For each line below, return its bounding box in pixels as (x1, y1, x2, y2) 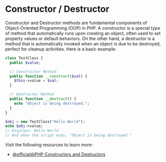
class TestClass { (5, 55, 43, 60)
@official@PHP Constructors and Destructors (12, 152, 106, 158)
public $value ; (9, 60, 41, 65)
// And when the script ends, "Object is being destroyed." (5, 133, 132, 138)
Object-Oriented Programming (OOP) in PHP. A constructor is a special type (5, 25, 160, 31)
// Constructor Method (9, 69, 56, 74)
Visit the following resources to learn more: (5, 142, 93, 148)
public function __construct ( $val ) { (9, 74, 88, 79)
